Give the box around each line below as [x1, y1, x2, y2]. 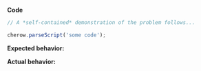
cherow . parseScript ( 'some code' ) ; [7, 31, 107, 39]
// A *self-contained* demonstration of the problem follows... [7, 19, 195, 26]
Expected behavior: [7, 44, 65, 52]
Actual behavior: [7, 57, 56, 65]
